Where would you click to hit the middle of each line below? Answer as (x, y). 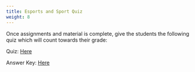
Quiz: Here (19, 51)
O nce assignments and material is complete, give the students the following (98, 33)
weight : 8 (18, 17)
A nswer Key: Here (28, 63)
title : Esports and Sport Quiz (44, 11)
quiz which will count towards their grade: (57, 40)
